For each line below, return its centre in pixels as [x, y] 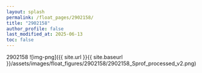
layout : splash [26, 12]
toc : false [20, 40]
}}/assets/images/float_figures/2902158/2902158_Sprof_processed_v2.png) [101, 63]
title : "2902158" [28, 23]
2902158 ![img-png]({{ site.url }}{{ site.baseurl [64, 57]
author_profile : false [35, 29]
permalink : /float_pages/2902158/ [50, 17]
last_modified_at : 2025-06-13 [45, 34]
